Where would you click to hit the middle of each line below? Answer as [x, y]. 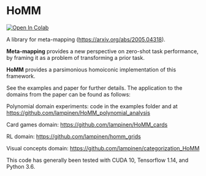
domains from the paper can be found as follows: [68, 94]
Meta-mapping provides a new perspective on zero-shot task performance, [103, 51]
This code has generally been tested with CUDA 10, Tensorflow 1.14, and [97, 160]
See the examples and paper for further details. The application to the [94, 88]
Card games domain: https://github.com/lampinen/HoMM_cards [87, 124]
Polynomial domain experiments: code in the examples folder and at [92, 106]
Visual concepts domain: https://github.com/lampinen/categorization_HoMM [103, 148]
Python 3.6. [21, 166]
